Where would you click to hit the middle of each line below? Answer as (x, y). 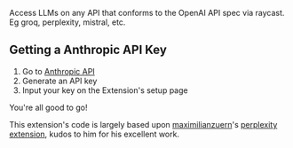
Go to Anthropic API (58, 71)
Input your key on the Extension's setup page (105, 90)
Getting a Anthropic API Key (88, 50)
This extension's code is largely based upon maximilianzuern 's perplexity (143, 124)
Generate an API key (59, 81)
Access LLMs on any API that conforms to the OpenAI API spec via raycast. (147, 13)
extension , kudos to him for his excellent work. (95, 134)
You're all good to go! (48, 107)
